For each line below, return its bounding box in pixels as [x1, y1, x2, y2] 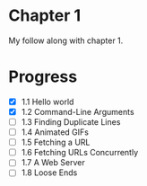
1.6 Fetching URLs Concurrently [21, 147, 139, 158]
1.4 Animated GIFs [21, 127, 89, 137]
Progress [8, 66, 78, 87]
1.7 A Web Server [21, 157, 86, 168]
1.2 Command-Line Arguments [21, 106, 135, 117]
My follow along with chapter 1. [8, 35, 124, 46]
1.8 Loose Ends [21, 167, 78, 178]
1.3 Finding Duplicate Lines [21, 117, 121, 127]
